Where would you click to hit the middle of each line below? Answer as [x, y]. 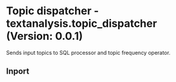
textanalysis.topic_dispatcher [82, 23]
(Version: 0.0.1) [45, 36]
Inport [18, 72]
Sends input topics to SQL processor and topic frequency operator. [88, 52]
